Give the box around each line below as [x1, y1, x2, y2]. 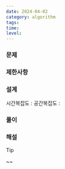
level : [6, 31, 22, 36]
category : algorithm [6, 14, 56, 20]
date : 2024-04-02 [6, 8, 48, 15]
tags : [6, 19, 19, 25]
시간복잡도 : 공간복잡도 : [6, 100, 60, 107]
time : [6, 25, 19, 31]
